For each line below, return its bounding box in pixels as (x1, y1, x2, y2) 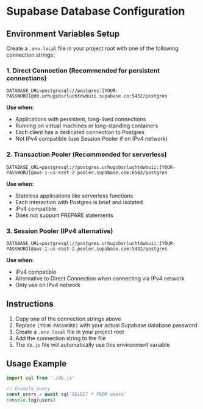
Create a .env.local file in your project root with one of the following (6, 44, 179, 52)
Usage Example (6, 358, 67, 369)
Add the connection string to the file (15, 334, 106, 342)
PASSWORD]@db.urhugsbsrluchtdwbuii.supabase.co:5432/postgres (6, 93, 168, 99)
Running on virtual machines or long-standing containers (15, 122, 158, 129)
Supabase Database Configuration (6, 4, 185, 18)
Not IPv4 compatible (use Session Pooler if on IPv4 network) (15, 135, 168, 143)
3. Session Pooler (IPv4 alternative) (6, 227, 113, 235)
